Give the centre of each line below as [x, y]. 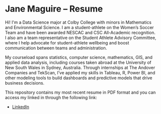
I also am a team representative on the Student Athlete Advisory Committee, [81, 38]
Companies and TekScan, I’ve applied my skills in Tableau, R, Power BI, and [80, 72]
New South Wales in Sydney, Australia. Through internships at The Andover [80, 67]
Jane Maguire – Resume [54, 9]
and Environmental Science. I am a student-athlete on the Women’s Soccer [80, 27]
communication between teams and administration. [56, 48]
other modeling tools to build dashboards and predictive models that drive [79, 78]
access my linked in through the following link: [51, 97]
